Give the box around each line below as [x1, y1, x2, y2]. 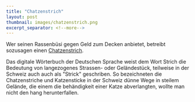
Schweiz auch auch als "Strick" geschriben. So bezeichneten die [6, 71, 162, 78]
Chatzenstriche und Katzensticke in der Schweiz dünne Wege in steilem [6, 77, 179, 84]
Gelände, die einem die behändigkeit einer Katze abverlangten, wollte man [6, 83, 185, 90]
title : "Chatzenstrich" [6, 8, 64, 15]
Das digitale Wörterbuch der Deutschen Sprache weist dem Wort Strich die [6, 58, 187, 65]
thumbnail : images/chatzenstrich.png [6, 19, 98, 25]
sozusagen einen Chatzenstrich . [6, 47, 83, 54]
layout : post [6, 14, 38, 20]
